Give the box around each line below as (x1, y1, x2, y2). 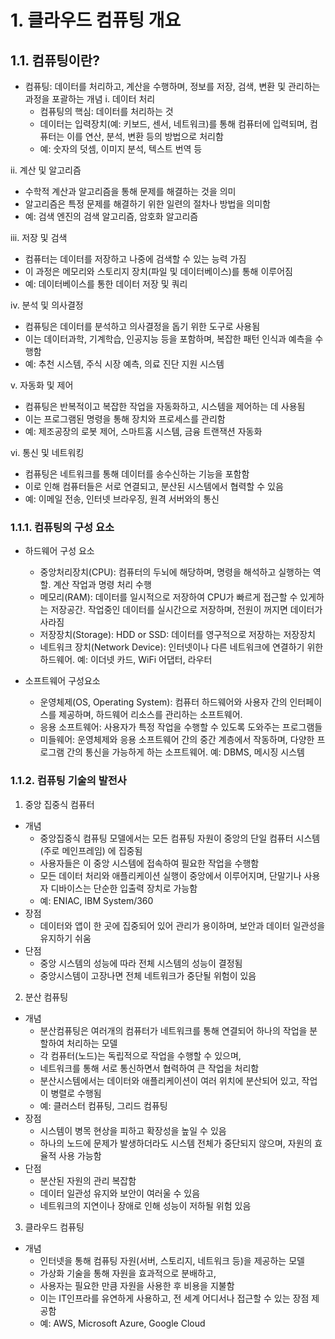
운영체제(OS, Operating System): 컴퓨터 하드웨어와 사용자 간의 (39, 696, 288, 708)
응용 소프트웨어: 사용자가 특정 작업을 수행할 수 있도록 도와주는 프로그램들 (39, 721, 323, 733)
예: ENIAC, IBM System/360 (39, 894, 154, 906)
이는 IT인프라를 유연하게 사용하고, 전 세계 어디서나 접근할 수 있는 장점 (39, 1292, 310, 1304)
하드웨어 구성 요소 (24, 545, 95, 557)
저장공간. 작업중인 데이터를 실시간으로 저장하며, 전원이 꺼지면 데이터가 (50, 604, 323, 616)
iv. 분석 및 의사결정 (10, 299, 84, 311)
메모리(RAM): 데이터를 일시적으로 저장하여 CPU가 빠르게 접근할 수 (39, 591, 298, 603)
